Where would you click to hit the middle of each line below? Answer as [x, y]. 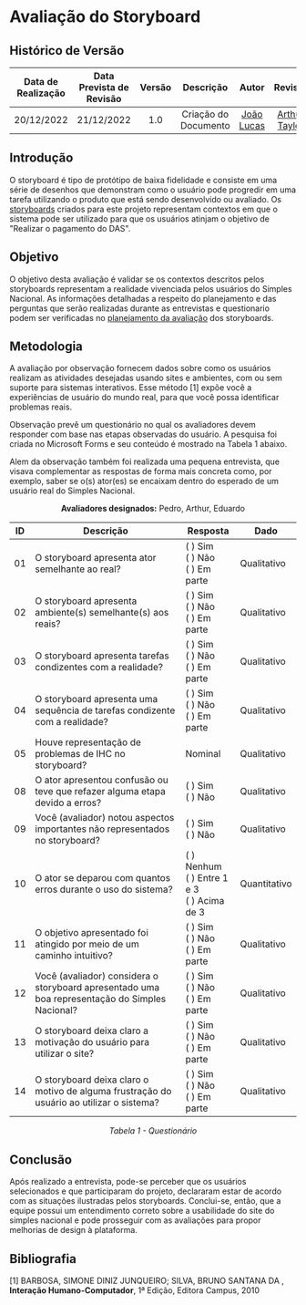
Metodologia [46, 347]
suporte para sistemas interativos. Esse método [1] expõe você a [131, 388]
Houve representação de [88, 742]
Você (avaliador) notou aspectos [105, 818]
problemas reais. [41, 407]
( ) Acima [205, 901]
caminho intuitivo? [74, 956]
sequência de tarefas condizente [105, 710]
